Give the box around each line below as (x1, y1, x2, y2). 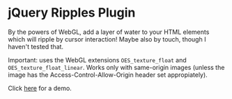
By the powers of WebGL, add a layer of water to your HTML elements (8, 28, 210, 36)
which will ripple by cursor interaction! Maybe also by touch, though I (8, 35, 206, 43)
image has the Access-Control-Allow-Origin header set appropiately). (8, 71, 208, 79)
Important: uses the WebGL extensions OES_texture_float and (8, 55, 187, 64)
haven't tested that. (8, 42, 64, 51)
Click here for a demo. (8, 84, 72, 92)
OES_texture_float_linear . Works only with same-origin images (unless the (8, 63, 225, 71)
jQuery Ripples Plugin (8, 5, 136, 21)
